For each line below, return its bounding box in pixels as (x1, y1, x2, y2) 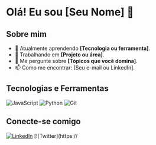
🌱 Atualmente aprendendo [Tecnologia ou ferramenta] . (14, 45, 151, 52)
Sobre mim (6, 29, 47, 39)
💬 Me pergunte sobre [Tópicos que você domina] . (14, 58, 138, 64)
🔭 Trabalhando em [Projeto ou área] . (14, 51, 105, 58)
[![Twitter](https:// (34, 132, 78, 139)
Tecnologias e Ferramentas (6, 83, 109, 94)
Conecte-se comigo (6, 116, 81, 127)
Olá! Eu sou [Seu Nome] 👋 (6, 5, 134, 19)
